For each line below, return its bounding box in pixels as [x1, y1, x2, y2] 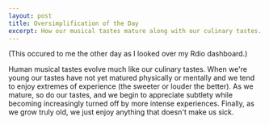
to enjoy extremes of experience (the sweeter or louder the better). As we [8, 81, 254, 91]
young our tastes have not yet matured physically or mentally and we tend [8, 73, 255, 83]
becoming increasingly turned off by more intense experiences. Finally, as [8, 98, 254, 109]
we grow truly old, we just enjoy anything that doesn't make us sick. [8, 107, 234, 117]
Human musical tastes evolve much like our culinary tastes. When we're [8, 65, 248, 74]
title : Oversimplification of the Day [8, 19, 139, 27]
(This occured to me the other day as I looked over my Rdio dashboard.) [8, 49, 248, 59]
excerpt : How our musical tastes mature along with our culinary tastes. [8, 27, 263, 35]
